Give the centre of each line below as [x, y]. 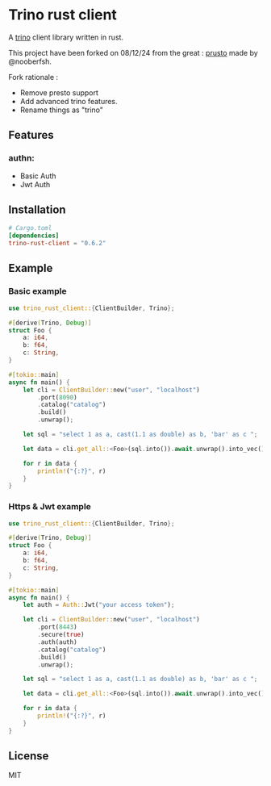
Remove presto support [59, 92]
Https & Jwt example [50, 507]
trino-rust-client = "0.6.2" [57, 244]
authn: [21, 158]
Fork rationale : [33, 77]
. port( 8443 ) [58, 627]
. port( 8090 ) [58, 397]
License [29, 756]
